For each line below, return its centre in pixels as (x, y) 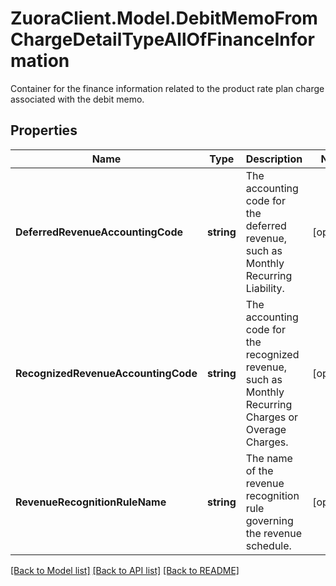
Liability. (265, 288)
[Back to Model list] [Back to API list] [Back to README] (125, 570)
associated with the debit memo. (77, 99)
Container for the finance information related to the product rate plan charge (167, 88)
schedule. (268, 545)
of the (259, 470)
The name (269, 458)
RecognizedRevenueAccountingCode (106, 373)
